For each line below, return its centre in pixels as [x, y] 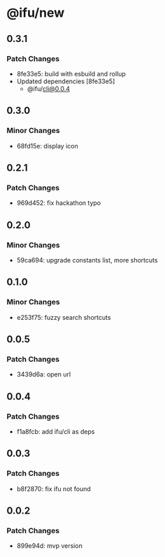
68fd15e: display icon [47, 146]
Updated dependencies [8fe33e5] [66, 81]
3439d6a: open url [44, 374]
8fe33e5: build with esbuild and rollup [71, 73]
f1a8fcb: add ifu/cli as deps [56, 431]
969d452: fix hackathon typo [59, 203]
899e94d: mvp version [50, 546]
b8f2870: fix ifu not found [54, 488]
